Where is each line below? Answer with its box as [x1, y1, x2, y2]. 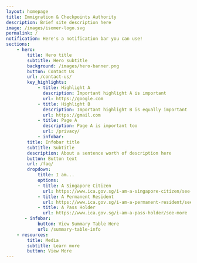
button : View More [27, 248, 72, 254]
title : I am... [37, 172, 75, 178]
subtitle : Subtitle [27, 145, 75, 151]
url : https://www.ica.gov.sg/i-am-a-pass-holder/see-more [43, 210, 188, 216]
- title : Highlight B [37, 101, 91, 107]
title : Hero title [27, 52, 72, 58]
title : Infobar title [27, 139, 80, 145]
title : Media [27, 237, 59, 243]
